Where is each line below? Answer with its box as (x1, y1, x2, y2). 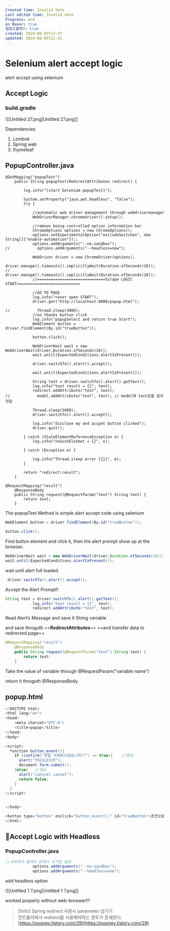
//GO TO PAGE (32, 290, 60, 295)
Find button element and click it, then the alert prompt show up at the (5, 538, 150, 544)
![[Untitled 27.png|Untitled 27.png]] (5, 116, 78, 122)
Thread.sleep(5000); (32, 408, 76, 413)
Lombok (12, 136, 30, 142)
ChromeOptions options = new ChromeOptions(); (32, 228, 133, 233)
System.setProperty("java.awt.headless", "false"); (23, 197, 135, 202)
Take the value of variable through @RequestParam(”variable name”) (5, 668, 150, 674)
